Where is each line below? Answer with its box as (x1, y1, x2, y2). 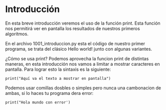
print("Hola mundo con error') (5, 99, 71, 105)
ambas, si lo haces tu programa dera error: (5, 90, 94, 96)
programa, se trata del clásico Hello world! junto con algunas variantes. (5, 46, 152, 52)
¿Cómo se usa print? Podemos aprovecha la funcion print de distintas (5, 55, 149, 61)
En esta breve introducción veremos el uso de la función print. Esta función (5, 20, 160, 26)
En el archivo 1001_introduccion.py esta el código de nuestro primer (5, 40, 145, 46)
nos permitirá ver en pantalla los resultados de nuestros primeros (5, 25, 140, 31)
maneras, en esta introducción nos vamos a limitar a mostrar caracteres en (5, 61, 160, 67)
